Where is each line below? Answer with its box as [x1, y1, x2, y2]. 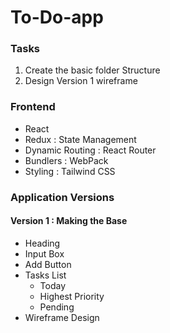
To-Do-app [10, 6, 104, 29]
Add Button [24, 258, 72, 270]
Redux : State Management [24, 133, 137, 145]
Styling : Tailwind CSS [24, 165, 116, 177]
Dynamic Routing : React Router [24, 144, 157, 156]
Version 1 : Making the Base [10, 215, 128, 227]
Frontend [10, 100, 56, 114]
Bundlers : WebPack [24, 154, 109, 166]
